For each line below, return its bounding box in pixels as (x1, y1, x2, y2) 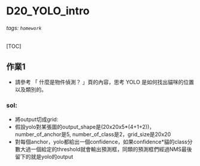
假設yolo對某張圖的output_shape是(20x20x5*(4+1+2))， (14, 123, 155, 130)
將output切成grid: (14, 115, 59, 123)
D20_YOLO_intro (6, 4, 90, 18)
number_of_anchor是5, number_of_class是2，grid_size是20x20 (14, 130, 171, 138)
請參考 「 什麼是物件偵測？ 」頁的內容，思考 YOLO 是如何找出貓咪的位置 (14, 79, 195, 86)
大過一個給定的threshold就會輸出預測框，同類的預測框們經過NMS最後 (20, 145, 193, 153)
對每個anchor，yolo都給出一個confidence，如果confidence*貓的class (14, 138, 187, 145)
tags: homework (6, 24, 42, 31)
